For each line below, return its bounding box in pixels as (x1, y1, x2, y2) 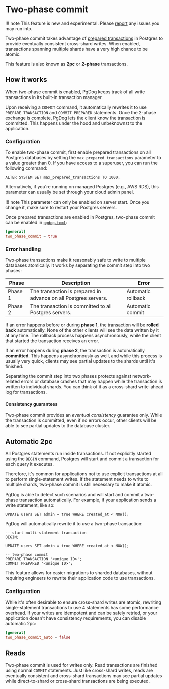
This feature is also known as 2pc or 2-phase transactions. (5, 61, 128, 67)
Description (61, 280, 91, 287)
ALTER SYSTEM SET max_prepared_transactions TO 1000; (5, 175, 121, 180)
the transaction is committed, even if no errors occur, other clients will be (5, 417, 157, 423)
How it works (5, 75, 47, 84)
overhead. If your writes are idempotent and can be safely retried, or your (5, 610, 158, 616)
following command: (5, 165, 48, 171)
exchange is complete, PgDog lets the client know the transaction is (5, 115, 146, 121)
